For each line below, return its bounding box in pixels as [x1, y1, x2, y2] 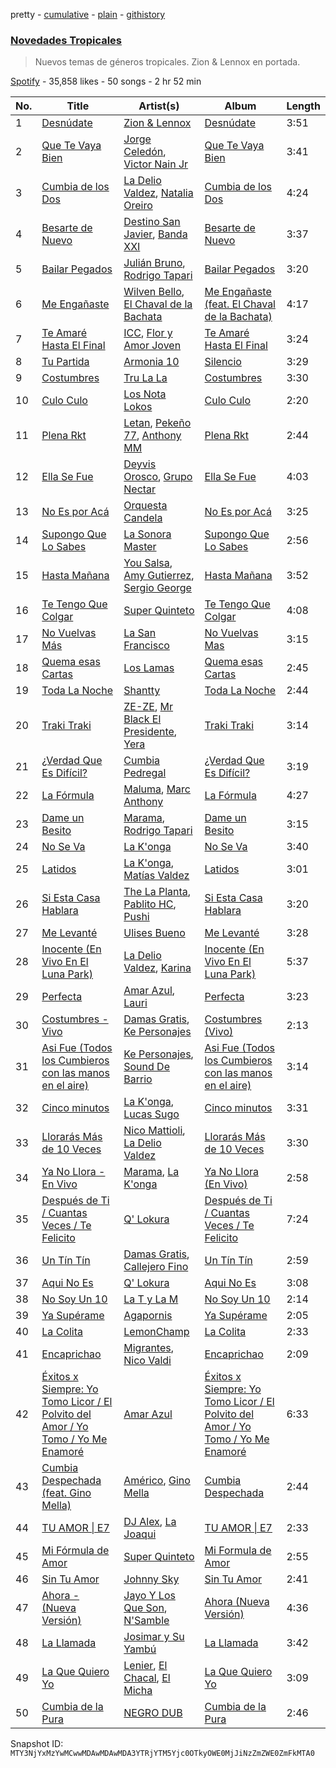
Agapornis [123, 1309, 173, 1323]
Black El [123, 712, 162, 726]
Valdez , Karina [123, 961, 192, 975]
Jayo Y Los [123, 1589, 176, 1603]
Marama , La [123, 1165, 180, 1179]
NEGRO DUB [123, 1706, 183, 1720]
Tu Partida [41, 355, 90, 369]
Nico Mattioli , [123, 1124, 186, 1138]
